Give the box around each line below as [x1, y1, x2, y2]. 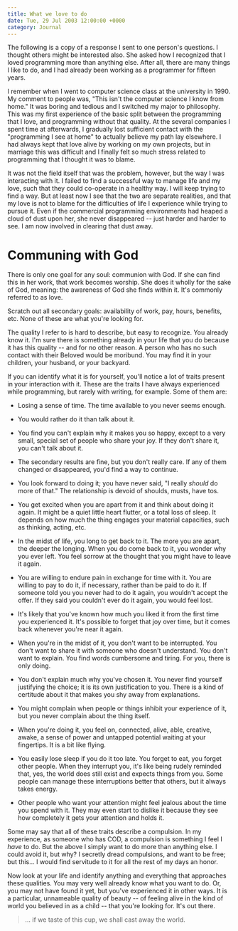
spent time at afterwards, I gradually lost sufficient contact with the [7, 125, 204, 134]
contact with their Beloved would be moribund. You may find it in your [7, 351, 212, 359]
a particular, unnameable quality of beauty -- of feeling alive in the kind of [7, 894, 224, 903]
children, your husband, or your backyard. [7, 359, 131, 367]
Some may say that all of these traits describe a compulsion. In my [7, 827, 202, 836]
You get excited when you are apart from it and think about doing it [17, 500, 214, 509]
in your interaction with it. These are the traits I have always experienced [7, 380, 220, 389]
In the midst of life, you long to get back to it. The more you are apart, [17, 537, 222, 545]
